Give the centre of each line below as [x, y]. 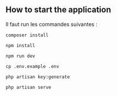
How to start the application [59, 10]
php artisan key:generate [38, 77]
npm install [20, 45]
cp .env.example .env [33, 66]
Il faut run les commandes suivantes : [52, 24]
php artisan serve [28, 87]
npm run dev [20, 56]
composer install [27, 35]
